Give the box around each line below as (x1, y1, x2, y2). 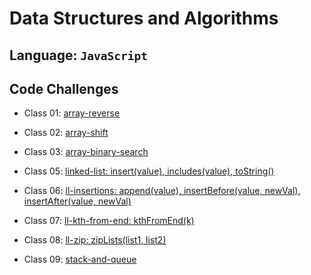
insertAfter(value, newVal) (23, 195, 132, 207)
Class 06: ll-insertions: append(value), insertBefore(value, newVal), (23, 185, 301, 197)
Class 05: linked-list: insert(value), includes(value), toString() (23, 165, 275, 177)
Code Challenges (9, 80, 119, 97)
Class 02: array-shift (23, 127, 109, 139)
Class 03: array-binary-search (23, 146, 149, 158)
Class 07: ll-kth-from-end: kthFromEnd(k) (23, 215, 195, 227)
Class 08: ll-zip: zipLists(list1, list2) (23, 234, 167, 246)
